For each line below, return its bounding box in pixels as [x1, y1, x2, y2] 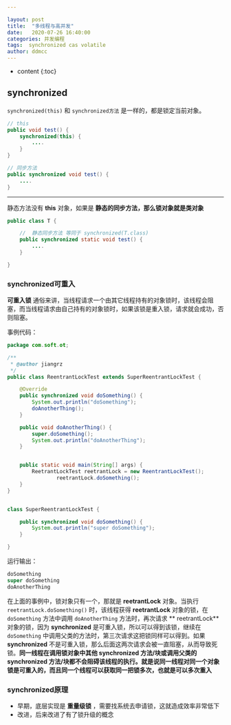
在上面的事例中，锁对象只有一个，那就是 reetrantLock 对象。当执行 [7, 597, 199, 605]
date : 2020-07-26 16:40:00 [7, 29, 91, 36]
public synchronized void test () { [7, 170, 109, 178]
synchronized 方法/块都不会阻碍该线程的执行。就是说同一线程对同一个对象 [7, 657, 220, 666]
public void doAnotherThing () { [19, 424, 112, 431]
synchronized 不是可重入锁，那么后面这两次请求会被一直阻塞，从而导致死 [7, 639, 218, 648]
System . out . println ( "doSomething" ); [32, 399, 137, 406]
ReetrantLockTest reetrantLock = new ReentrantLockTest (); [32, 468, 205, 475]
